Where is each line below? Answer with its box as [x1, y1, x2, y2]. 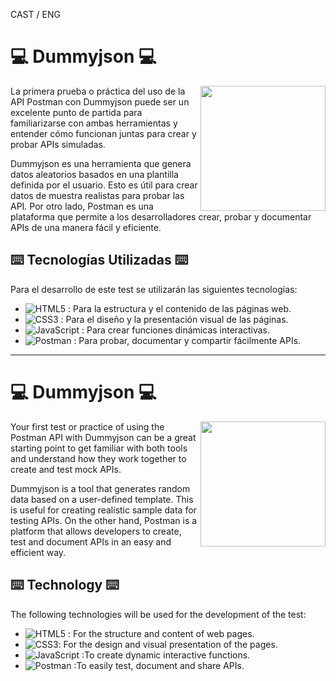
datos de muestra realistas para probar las [10, 189, 185, 201]
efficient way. [10, 546, 67, 558]
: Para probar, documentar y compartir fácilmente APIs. [73, 334, 302, 346]
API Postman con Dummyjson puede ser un [10, 95, 190, 108]
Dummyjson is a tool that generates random [10, 482, 191, 494]
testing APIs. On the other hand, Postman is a [10, 514, 198, 526]
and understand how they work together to [10, 452, 187, 464]
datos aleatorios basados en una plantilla [10, 168, 179, 180]
